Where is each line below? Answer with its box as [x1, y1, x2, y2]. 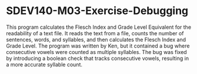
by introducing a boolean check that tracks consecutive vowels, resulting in [6, 55, 189, 62]
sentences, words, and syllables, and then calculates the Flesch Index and [6, 36, 186, 43]
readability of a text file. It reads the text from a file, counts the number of [6, 29, 184, 36]
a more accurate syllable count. [6, 60, 82, 68]
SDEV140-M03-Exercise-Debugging [6, 4, 189, 18]
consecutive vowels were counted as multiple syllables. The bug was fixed [6, 48, 187, 55]
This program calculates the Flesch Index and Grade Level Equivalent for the [6, 23, 192, 31]
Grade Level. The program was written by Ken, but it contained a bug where [6, 42, 190, 49]
